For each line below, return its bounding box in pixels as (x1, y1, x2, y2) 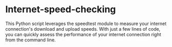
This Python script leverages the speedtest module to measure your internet (5, 20, 167, 27)
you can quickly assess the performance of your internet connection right (5, 31, 162, 37)
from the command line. (5, 37, 56, 43)
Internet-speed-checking (5, 4, 117, 15)
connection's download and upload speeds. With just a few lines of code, (5, 26, 161, 32)
